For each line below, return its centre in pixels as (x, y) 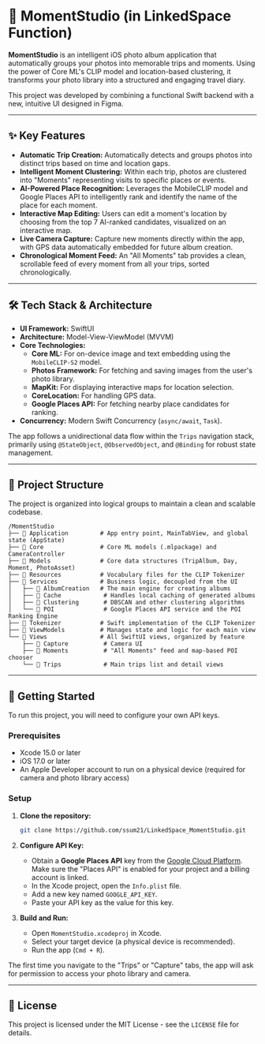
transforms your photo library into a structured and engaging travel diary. (127, 80)
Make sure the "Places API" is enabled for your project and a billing (140, 869)
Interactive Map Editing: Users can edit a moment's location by (123, 213)
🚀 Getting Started (52, 696)
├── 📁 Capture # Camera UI (83, 644)
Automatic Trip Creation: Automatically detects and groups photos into (136, 155)
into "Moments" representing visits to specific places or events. (123, 180)
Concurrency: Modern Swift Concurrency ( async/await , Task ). (121, 421)
